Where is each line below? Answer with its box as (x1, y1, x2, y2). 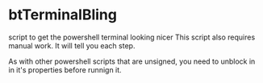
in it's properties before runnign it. (8, 64, 123, 74)
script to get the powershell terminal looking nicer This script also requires (8, 32, 256, 42)
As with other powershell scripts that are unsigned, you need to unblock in (8, 56, 256, 66)
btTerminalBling (8, 6, 117, 24)
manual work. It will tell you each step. (8, 40, 136, 50)
